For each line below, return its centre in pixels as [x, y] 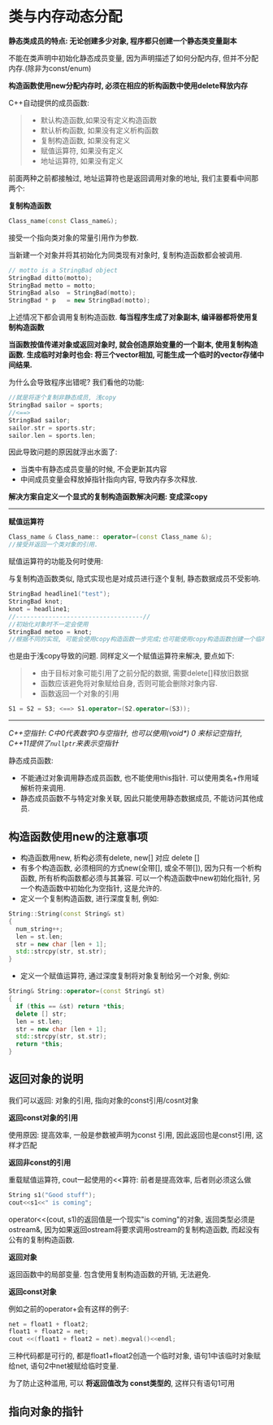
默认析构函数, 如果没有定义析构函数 [100, 130]
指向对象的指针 [46, 1412]
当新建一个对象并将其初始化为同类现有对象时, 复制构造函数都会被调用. [126, 255]
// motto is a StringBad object [63, 270]
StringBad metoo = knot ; [50, 632]
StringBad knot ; [36, 602]
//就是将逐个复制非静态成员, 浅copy [62, 398]
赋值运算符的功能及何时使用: [56, 562]
